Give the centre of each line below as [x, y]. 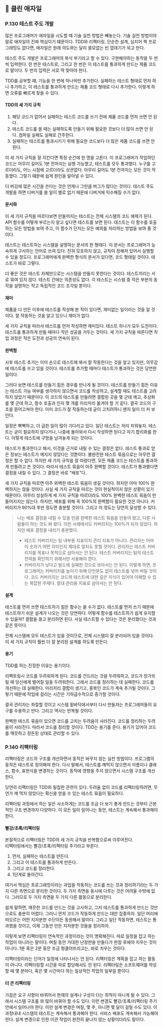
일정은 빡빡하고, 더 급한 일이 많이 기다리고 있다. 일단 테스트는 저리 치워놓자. [76, 426]
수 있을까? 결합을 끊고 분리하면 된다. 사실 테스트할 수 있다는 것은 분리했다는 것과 [81, 619]
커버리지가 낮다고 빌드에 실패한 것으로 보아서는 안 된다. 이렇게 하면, [88, 565]
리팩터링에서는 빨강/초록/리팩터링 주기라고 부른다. [52, 846]
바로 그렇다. [29, 263]
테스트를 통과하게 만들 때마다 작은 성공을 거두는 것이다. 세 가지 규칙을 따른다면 [79, 332]
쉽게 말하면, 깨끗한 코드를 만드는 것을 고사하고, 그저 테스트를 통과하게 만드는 [77, 907]
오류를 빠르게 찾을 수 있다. [35, 93]
